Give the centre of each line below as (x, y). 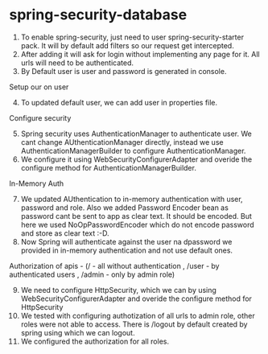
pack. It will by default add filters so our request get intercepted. (127, 45)
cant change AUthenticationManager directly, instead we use (122, 142)
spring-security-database (98, 15)
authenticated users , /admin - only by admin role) (92, 274)
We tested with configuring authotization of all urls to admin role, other (138, 315)
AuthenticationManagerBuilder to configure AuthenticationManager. (133, 150)
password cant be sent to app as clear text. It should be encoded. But (136, 216)
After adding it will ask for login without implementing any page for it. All (140, 54)
